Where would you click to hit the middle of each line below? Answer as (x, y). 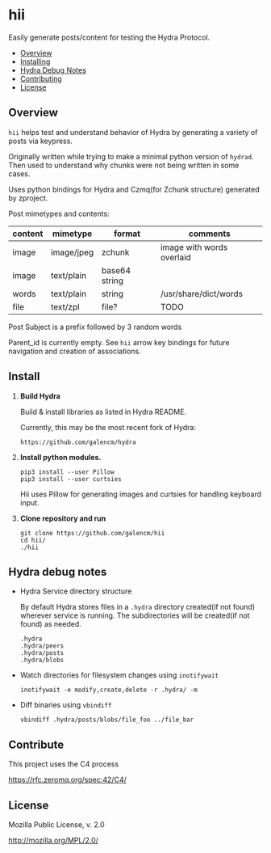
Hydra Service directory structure (76, 591)
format (127, 234)
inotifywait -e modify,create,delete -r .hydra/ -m (108, 690)
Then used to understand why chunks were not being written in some (124, 165)
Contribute (36, 744)
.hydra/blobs (42, 661)
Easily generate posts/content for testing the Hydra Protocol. (109, 37)
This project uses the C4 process (64, 764)
